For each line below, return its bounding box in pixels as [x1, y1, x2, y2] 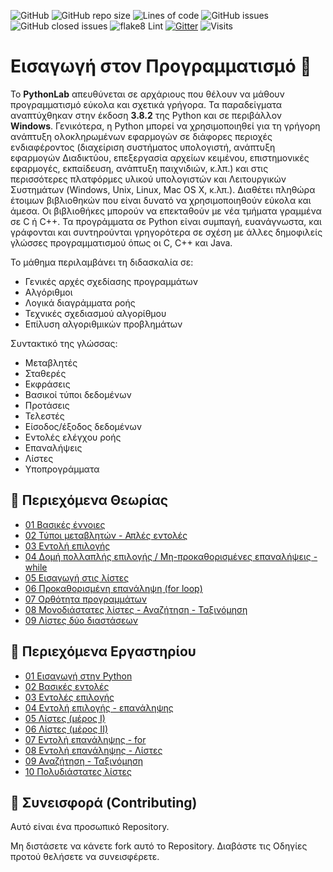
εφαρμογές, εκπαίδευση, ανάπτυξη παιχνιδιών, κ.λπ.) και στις [10, 162, 269, 174]
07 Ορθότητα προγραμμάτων [24, 593, 148, 605]
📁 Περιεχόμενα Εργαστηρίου [10, 643, 197, 660]
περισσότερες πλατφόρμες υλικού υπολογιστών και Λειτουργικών [10, 173, 287, 185]
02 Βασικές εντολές [24, 680, 110, 692]
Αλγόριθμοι [24, 286, 73, 298]
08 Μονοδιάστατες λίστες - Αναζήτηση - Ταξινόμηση [24, 603, 248, 615]
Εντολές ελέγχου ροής [24, 431, 122, 443]
